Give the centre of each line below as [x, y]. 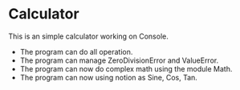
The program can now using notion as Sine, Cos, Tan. [109, 77]
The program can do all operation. [76, 51]
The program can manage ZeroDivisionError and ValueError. [119, 60]
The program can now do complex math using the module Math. [126, 68]
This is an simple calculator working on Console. [88, 36]
